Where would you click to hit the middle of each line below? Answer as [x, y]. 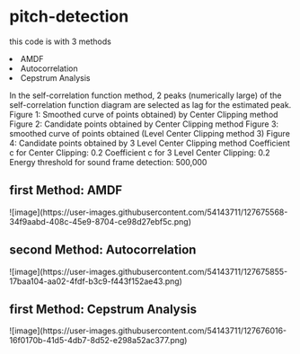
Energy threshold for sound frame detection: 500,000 [108, 162]
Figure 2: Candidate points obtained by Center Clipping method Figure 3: [144, 124]
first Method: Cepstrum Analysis [103, 309]
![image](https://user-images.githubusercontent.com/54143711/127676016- [148, 331]
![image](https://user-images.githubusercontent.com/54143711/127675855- [149, 271]
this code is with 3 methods [61, 41]
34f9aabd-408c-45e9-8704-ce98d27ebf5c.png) [100, 221]
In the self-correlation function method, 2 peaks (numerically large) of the [146, 95]
